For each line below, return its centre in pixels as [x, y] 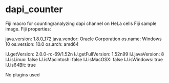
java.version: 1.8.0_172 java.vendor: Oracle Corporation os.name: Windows [84, 39]
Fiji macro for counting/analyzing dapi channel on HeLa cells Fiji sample [81, 23]
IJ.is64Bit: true [21, 65]
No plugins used [23, 74]
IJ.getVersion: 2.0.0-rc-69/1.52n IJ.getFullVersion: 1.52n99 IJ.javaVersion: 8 [85, 54]
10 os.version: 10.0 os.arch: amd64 [42, 44]
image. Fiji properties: [28, 29]
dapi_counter [34, 9]
